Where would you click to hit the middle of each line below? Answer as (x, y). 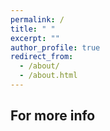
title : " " (33, 29)
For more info (53, 116)
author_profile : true (55, 47)
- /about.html (48, 76)
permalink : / (37, 19)
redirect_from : (42, 57)
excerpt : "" (35, 38)
